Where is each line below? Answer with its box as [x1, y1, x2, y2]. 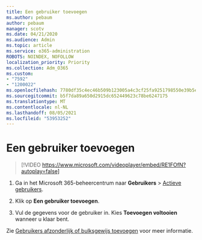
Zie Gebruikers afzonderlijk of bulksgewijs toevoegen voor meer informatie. [6, 227, 194, 235]
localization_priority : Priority [6, 59, 90, 65]
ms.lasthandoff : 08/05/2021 [6, 110, 77, 116]
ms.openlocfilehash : [6, 87, 58, 93]
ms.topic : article [6, 43, 52, 49]
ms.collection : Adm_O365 [6, 65, 69, 71]
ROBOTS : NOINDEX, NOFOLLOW [6, 54, 74, 60]
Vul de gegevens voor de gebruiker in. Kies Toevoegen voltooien [14, 209, 177, 216]
